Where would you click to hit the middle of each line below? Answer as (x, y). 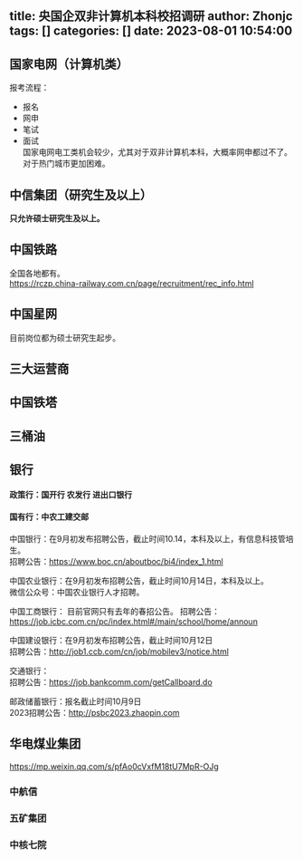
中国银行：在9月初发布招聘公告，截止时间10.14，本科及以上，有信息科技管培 (151, 539)
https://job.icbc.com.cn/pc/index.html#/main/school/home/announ (133, 622)
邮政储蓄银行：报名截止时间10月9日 (76, 701)
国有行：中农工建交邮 (49, 517)
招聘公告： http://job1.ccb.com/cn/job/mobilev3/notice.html (119, 651)
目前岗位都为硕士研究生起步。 (65, 337)
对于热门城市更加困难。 (66, 164)
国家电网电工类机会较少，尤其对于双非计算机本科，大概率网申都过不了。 (157, 152)
